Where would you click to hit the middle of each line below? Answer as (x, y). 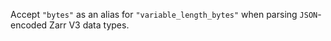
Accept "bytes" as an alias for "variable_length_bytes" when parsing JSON (164, 14)
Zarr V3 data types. (89, 25)
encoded (29, 25)
